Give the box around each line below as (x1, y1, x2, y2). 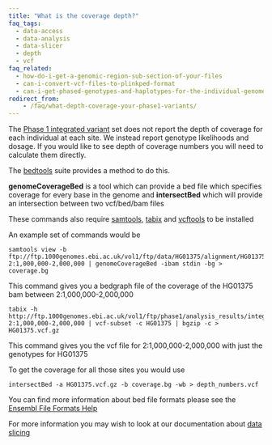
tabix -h (8, 305, 38, 314)
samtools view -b (8, 246, 67, 254)
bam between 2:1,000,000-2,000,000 (8, 290, 134, 299)
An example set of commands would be (8, 230, 141, 239)
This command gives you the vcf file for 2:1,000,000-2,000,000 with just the (8, 341, 263, 350)
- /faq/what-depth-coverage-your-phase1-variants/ (23, 102, 198, 110)
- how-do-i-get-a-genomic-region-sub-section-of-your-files (15, 72, 223, 80)
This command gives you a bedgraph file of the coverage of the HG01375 (8, 281, 253, 291)
